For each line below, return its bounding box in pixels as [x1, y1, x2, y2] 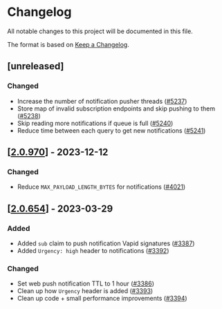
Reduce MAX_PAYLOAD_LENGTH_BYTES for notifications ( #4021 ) [17, 182, 186, 191]
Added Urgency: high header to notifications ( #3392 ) [17, 247, 169, 254]
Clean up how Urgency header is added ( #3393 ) [17, 287, 154, 295]
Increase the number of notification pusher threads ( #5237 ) [17, 97, 187, 105]
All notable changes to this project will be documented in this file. [7, 27, 194, 35]
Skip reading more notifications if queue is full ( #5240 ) [17, 119, 174, 127]
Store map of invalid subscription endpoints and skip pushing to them [17, 104, 216, 113]
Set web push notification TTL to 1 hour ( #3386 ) [17, 279, 154, 288]
